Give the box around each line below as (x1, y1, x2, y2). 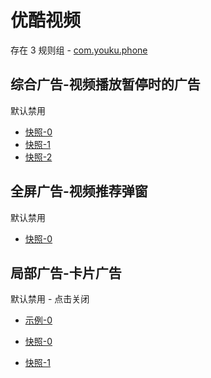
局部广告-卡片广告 (10, 264, 122, 281)
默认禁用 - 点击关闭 (10, 293, 90, 305)
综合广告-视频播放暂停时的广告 (10, 76, 201, 93)
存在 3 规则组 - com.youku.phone (10, 44, 148, 56)
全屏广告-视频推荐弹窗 (10, 183, 148, 200)
